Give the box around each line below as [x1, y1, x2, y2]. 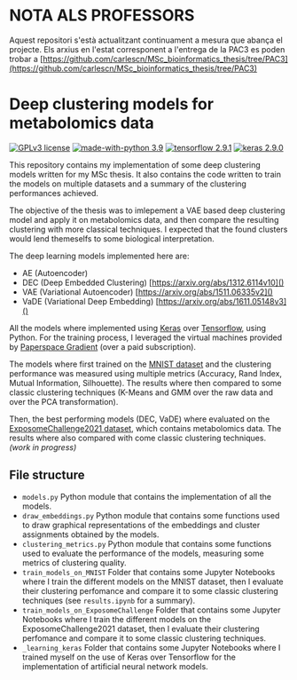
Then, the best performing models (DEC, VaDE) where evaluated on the [9, 414, 270, 424]
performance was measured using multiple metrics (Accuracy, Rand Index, [9, 368, 282, 378]
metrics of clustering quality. [21, 557, 127, 568]
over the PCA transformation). [9, 396, 119, 407]
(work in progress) [9, 441, 77, 453]
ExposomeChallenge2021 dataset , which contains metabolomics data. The [9, 423, 282, 433]
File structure [9, 468, 85, 483]
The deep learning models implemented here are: [9, 250, 190, 261]
